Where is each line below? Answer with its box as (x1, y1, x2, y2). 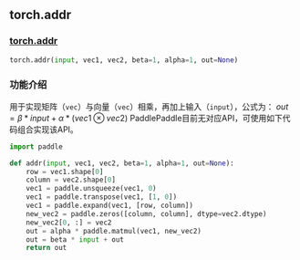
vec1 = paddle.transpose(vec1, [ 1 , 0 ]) (26, 192, 178, 202)
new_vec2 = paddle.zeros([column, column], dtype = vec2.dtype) (26, 209, 267, 218)
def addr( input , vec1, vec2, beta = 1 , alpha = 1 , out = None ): (9, 159, 234, 168)
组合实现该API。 (16, 123, 79, 135)
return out (26, 244, 67, 253)
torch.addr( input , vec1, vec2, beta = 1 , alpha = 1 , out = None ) (9, 55, 239, 65)
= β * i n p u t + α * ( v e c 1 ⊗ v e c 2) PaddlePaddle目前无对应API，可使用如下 (9, 112, 283, 123)
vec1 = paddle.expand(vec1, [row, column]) (26, 201, 194, 211)
